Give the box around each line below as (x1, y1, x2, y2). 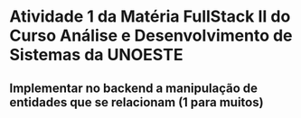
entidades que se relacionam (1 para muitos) (9, 95, 264, 110)
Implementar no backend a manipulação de (9, 80, 259, 95)
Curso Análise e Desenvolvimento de (9, 25, 293, 46)
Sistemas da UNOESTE (9, 45, 183, 65)
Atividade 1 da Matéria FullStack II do (9, 6, 291, 27)
